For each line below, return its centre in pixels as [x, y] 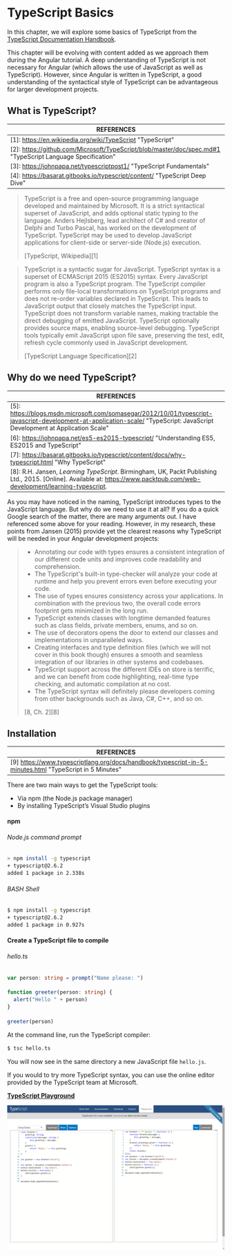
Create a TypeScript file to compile [58, 940]
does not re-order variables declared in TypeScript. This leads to [116, 298]
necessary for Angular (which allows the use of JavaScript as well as [105, 67]
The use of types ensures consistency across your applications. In [129, 596]
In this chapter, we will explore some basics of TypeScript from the [102, 32]
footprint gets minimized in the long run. [91, 610]
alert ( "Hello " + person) [51, 1000]
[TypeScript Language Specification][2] [80, 356]
